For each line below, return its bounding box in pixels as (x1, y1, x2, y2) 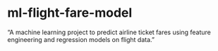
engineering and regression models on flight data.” (7, 35, 155, 43)
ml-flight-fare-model (7, 5, 133, 21)
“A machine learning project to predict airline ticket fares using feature (7, 28, 212, 36)
